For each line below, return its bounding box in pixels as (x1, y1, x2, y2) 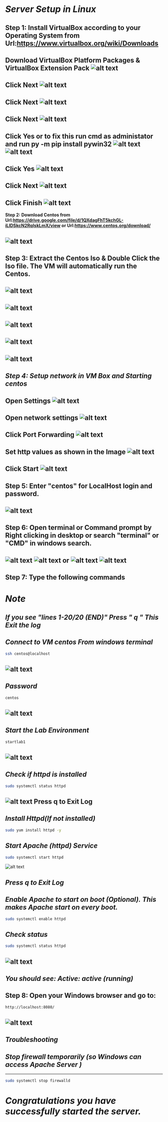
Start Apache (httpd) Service (5, 842, 98, 850)
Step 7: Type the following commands (5, 573, 125, 582)
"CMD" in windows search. (5, 539, 92, 547)
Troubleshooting (5, 1035, 58, 1044)
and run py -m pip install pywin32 (5, 140, 112, 148)
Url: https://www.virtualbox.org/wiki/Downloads (5, 39, 158, 48)
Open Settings (5, 396, 51, 405)
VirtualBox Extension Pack (5, 64, 90, 72)
